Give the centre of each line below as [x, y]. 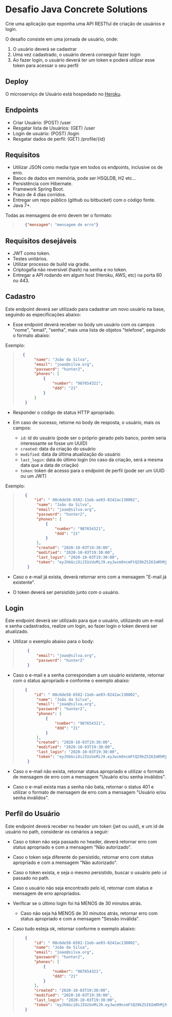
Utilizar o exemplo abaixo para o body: [53, 642]
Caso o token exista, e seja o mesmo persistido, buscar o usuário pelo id [90, 872]
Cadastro [20, 297]
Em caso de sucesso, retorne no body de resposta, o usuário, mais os [86, 422]
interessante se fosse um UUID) [54, 443]
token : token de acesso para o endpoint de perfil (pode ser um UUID [92, 470]
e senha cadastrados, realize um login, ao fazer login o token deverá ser [81, 626]
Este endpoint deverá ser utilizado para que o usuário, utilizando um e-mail [84, 620]
